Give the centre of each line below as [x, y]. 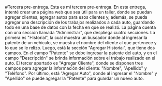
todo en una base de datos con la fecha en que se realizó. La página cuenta [81, 27]
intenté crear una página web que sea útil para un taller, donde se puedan [79, 12]
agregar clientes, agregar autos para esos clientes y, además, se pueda [76, 17]
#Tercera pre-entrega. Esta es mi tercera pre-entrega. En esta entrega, [76, 7]
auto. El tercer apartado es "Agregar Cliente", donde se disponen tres [74, 63]
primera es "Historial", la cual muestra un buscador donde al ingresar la [76, 37]
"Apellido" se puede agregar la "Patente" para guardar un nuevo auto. [74, 78]
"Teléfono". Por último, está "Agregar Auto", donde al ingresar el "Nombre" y [81, 73]
